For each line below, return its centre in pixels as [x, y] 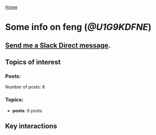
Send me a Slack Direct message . [58, 45]
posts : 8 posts [27, 110]
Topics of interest [33, 62]
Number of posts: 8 [25, 87]
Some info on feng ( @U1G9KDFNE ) [78, 27]
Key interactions [31, 126]
